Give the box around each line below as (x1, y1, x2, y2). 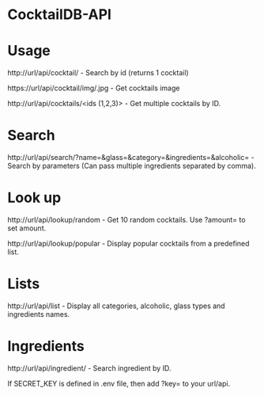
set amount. (7, 223, 47, 233)
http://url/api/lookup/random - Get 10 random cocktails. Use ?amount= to (7, 215, 246, 224)
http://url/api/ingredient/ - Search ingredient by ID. (7, 363, 172, 373)
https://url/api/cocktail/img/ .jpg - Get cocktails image (7, 83, 180, 93)
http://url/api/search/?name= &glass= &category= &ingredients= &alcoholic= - (7, 153, 255, 162)
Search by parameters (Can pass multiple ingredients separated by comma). (7, 161, 256, 171)
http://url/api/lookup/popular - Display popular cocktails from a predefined (7, 239, 250, 248)
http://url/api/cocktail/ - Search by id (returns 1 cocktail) (7, 68, 189, 78)
